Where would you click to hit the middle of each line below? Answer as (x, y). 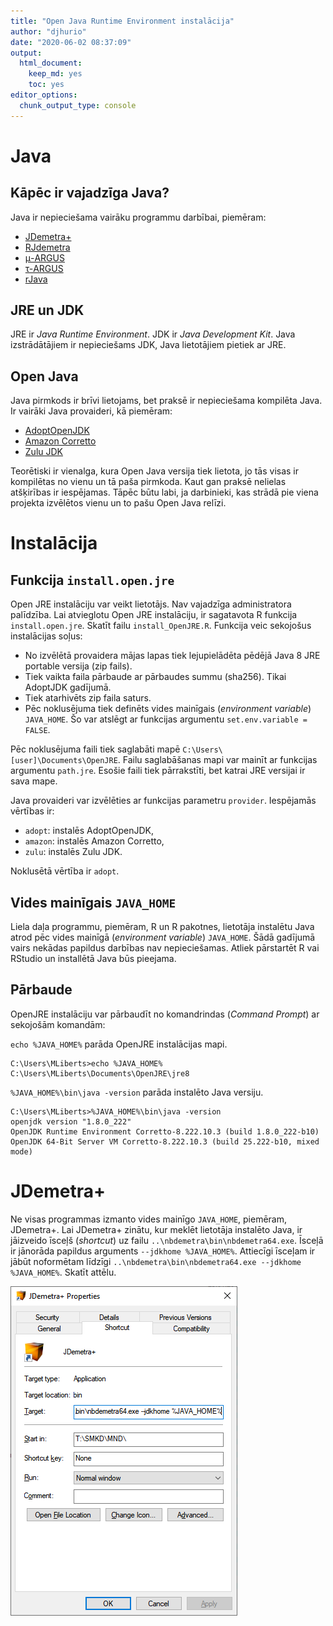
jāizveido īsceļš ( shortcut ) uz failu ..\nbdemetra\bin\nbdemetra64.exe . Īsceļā (167, 1240)
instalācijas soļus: (46, 636)
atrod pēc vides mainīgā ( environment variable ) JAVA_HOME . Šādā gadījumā (163, 937)
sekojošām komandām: (58, 1024)
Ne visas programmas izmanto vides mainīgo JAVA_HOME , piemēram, (149, 1219)
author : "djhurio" (48, 31)
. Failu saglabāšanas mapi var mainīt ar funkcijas (217, 760)
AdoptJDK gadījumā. (68, 687)
